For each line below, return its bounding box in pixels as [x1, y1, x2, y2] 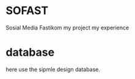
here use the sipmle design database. [5, 66, 100, 73]
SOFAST [5, 4, 49, 18]
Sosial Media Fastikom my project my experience [5, 24, 130, 31]
